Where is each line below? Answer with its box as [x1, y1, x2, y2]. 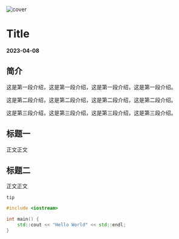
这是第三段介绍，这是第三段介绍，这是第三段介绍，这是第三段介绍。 [6, 109, 177, 116]
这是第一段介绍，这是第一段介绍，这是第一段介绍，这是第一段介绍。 [6, 83, 177, 90]
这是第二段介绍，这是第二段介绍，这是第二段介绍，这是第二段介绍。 [6, 96, 177, 103]
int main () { [6, 216, 39, 223]
